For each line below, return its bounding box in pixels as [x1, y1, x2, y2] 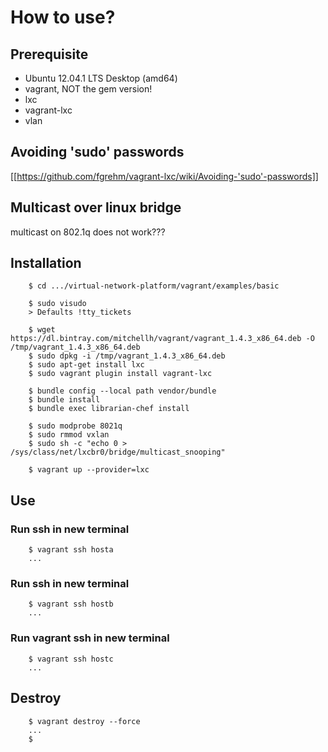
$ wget [28, 325, 56, 335]
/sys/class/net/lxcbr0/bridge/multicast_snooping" [10, 447, 226, 458]
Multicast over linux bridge [10, 199, 182, 216]
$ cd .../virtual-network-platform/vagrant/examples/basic [28, 281, 280, 291]
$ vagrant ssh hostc [28, 654, 114, 664]
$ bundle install [28, 395, 101, 405]
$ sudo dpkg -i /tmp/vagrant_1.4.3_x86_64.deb [28, 351, 226, 361]
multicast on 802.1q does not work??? [10, 226, 166, 238]
